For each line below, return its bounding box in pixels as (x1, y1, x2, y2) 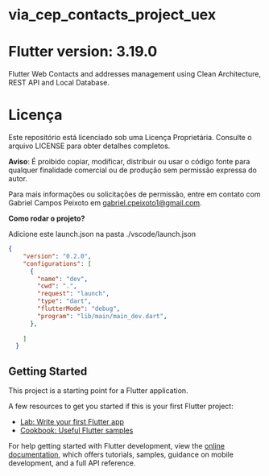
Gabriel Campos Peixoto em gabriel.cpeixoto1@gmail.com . (8, 198, 203, 208)
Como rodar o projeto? (8, 213, 85, 223)
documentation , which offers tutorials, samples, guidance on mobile (8, 449, 234, 460)
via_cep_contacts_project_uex (8, 6, 216, 24)
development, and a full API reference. (8, 458, 136, 468)
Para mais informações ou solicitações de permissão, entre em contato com (8, 189, 261, 199)
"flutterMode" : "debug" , (37, 304, 121, 313)
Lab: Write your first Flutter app (19, 417, 125, 427)
